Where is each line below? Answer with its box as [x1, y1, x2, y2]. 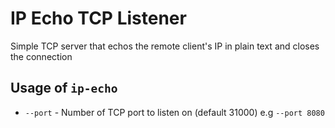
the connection [10, 50, 73, 62]
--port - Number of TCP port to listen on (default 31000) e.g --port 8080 [24, 106, 325, 118]
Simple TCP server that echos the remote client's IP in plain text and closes [10, 40, 320, 52]
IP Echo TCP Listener [10, 7, 187, 30]
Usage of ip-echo [10, 80, 118, 97]
